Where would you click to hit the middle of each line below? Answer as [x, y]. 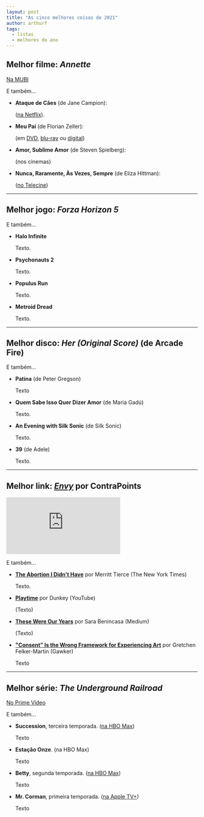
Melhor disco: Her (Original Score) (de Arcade [95, 343]
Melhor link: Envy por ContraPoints [74, 486]
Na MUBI [18, 79]
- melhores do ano [35, 40]
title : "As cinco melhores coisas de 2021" [62, 18]
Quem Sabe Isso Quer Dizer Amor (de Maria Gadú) [79, 402]
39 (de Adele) [32, 449]
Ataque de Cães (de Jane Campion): [61, 103]
